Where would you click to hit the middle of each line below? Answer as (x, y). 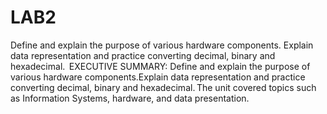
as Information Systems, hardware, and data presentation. (130, 98)
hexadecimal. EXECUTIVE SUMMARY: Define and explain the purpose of (160, 66)
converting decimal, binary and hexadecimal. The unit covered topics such (163, 87)
